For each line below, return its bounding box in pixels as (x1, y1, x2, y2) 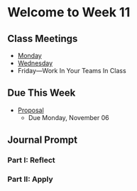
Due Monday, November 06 (28, 113, 109, 121)
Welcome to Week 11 (7, 4, 131, 21)
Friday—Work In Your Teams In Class (17, 67, 126, 75)
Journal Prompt (7, 134, 78, 146)
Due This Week (7, 87, 76, 99)
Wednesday (17, 59, 53, 67)
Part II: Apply (7, 175, 53, 185)
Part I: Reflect (7, 155, 55, 165)
